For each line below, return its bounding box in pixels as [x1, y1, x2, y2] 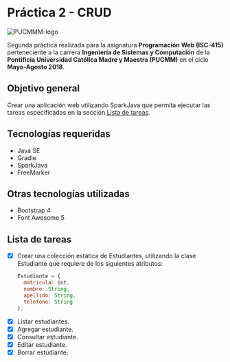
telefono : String [23, 298, 73, 305]
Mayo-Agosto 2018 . [7, 63, 65, 71]
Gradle [16, 153, 36, 162]
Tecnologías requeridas [7, 128, 111, 140]
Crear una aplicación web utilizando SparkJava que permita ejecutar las [7, 101, 211, 109]
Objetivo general [7, 82, 80, 94]
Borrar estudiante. [16, 348, 69, 357]
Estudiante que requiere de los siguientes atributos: [16, 260, 163, 268]
